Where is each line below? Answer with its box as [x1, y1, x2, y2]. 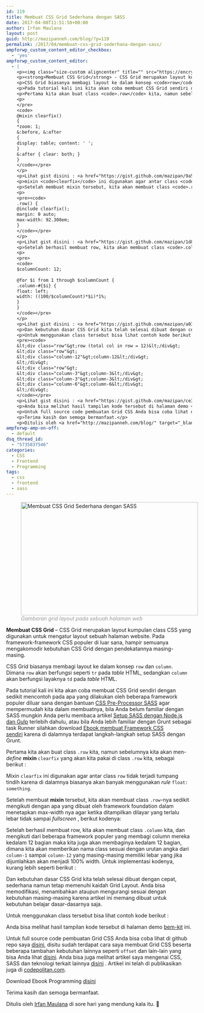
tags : [6, 469, 19, 475]
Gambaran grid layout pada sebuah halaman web [21, 614, 143, 622]
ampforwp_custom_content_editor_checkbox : [6, 47, 112, 53]
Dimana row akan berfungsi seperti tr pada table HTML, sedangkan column [6, 669, 187, 676]
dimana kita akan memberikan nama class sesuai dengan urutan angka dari [6, 845, 189, 852]
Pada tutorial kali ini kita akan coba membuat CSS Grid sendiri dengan [6, 686, 176, 693]
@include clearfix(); [17, 206, 70, 212]
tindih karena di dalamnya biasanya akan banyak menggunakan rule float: [6, 778, 188, 785]
